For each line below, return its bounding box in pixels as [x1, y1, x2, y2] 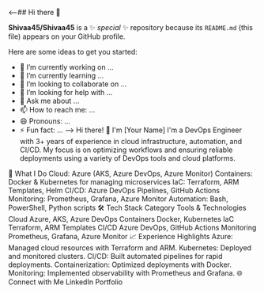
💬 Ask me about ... [19, 96, 80, 105]
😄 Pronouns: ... [19, 116, 71, 126]
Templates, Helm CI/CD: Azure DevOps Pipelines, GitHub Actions [8, 186, 220, 195]
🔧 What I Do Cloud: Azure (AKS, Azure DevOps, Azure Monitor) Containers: [8, 169, 253, 178]
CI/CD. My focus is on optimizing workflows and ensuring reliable [19, 145, 233, 154]
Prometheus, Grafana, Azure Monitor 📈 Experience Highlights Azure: [8, 232, 233, 241]
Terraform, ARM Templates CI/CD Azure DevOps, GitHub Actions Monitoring [8, 223, 257, 232]
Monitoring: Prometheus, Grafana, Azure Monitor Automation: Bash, [8, 194, 228, 204]
